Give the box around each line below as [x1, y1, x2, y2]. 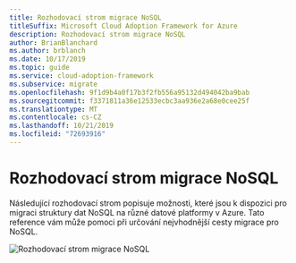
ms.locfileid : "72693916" [9, 130, 106, 139]
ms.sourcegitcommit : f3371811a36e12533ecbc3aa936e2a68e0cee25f [9, 96, 250, 106]
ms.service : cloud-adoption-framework [9, 72, 154, 81]
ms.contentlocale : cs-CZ [9, 113, 102, 122]
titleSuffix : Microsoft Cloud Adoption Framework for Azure [9, 21, 239, 30]
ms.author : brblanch [9, 47, 87, 55]
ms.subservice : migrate [9, 80, 98, 89]
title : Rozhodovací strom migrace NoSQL [9, 13, 163, 22]
